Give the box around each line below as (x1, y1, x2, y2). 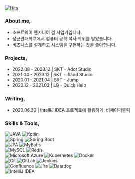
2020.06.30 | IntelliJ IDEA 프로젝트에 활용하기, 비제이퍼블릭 (12, 107, 131, 113)
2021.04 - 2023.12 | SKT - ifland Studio (12, 71, 93, 77)
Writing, (5, 95, 25, 102)
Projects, (5, 55, 28, 62)
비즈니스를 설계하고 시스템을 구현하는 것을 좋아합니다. (12, 42, 117, 48)
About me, (5, 17, 31, 24)
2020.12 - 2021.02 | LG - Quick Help (12, 82, 86, 88)
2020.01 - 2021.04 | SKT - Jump (12, 77, 79, 83)
